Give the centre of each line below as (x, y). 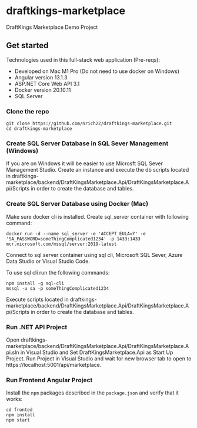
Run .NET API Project (37, 327)
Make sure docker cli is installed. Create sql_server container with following (98, 216)
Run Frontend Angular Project (49, 380)
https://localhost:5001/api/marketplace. (54, 365)
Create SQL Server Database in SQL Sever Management (87, 143)
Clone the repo (28, 111)
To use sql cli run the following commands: (58, 272)
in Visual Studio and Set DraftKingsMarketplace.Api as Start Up (97, 352)
